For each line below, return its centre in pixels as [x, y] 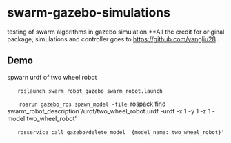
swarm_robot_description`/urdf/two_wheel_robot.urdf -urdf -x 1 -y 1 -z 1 [109, 111]
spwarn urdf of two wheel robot [52, 77]
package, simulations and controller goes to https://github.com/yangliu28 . [113, 38]
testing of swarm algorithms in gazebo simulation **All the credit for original [116, 32]
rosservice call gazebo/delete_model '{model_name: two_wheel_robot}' [121, 132]
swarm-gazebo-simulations [89, 13]
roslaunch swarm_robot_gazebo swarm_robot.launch [90, 91]
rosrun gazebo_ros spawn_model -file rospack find [92, 104]
